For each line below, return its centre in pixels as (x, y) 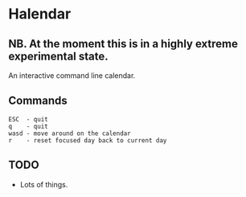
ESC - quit (28, 119)
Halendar (40, 14)
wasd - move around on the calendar (70, 133)
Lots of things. (44, 184)
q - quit (28, 126)
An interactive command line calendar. (72, 76)
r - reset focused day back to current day (88, 140)
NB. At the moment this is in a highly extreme (123, 44)
